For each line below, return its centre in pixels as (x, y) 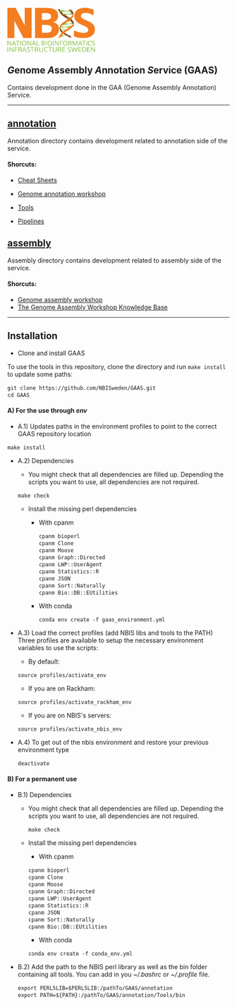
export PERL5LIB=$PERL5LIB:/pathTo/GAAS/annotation (95, 988)
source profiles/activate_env (62, 675)
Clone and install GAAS (51, 353)
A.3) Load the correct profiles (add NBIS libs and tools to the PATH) (115, 633)
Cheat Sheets (37, 180)
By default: (44, 661)
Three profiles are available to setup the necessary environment (110, 640)
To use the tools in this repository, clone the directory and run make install (117, 366)
